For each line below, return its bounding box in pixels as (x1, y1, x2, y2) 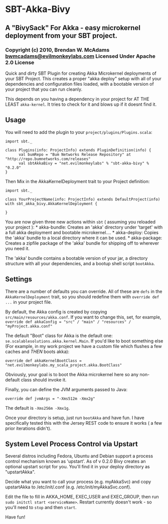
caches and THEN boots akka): (5, 348, 70, 355)
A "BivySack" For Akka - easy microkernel (5, 24, 140, 32)
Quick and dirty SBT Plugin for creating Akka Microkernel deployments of (5, 70, 157, 76)
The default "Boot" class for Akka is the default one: (5, 332, 113, 338)
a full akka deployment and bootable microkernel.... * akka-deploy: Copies (5, 229, 159, 235)
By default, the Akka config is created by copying (5, 308, 107, 314)
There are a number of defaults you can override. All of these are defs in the (5, 288, 162, 294)
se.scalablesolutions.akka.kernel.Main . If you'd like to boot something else (5, 337, 163, 344)
